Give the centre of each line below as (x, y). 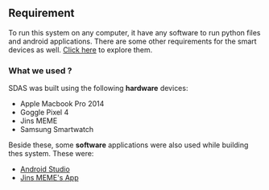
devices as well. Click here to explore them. (81, 50)
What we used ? (40, 70)
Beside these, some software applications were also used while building (128, 145)
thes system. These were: (51, 154)
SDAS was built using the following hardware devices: (98, 89)
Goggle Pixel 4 (44, 113)
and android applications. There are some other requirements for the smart (132, 41)
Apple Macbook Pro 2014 (62, 104)
